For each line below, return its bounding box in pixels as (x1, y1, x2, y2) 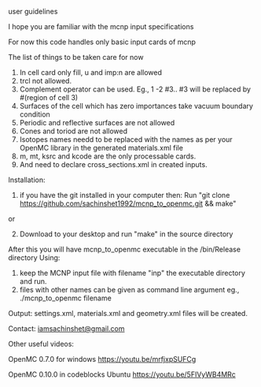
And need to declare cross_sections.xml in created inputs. (19, 160, 208, 169)
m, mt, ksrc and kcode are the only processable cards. (19, 151, 197, 161)
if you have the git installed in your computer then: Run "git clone (19, 191, 230, 199)
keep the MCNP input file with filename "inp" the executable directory (19, 268, 246, 277)
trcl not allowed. (19, 76, 72, 85)
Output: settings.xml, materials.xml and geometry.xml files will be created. (8, 309, 248, 318)
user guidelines (8, 7, 58, 16)
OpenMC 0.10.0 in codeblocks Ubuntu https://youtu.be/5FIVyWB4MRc (8, 370, 236, 379)
